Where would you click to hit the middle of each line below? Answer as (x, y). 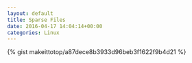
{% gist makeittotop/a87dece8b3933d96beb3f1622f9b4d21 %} (97, 52)
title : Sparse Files (37, 20)
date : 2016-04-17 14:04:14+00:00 (55, 26)
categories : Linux (33, 33)
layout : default (30, 13)
